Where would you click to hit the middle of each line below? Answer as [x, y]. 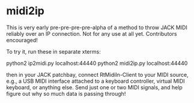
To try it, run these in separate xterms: [53, 51]
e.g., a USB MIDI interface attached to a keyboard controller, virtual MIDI [95, 81]
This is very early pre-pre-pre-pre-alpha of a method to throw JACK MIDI [97, 27]
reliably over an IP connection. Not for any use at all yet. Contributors [92, 33]
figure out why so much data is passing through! [66, 93]
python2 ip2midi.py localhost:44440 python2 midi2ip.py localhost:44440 [97, 63]
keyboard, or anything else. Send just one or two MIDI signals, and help [95, 87]
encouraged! [22, 40]
